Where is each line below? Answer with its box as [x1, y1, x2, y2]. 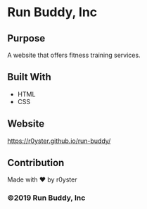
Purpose [7, 32, 46, 44]
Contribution [7, 157, 65, 169]
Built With [7, 71, 51, 83]
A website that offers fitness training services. [7, 51, 141, 59]
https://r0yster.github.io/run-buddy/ [7, 137, 111, 145]
